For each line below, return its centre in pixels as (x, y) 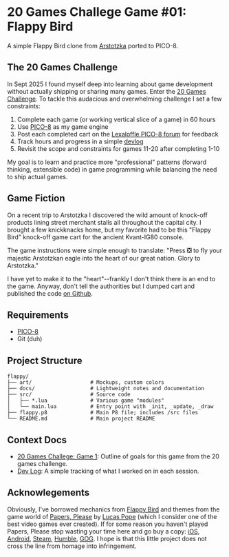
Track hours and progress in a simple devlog (80, 141)
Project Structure (45, 360)
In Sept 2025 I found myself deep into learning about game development (110, 84)
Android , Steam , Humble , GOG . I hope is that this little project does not (107, 538)
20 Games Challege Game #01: (97, 12)
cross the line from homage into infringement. (72, 546)
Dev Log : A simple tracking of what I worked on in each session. (108, 471)
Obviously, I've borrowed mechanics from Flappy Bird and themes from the (113, 509)
